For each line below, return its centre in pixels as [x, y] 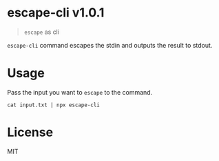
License [30, 132]
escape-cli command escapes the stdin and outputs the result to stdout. [110, 45]
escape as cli [42, 32]
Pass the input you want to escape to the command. [80, 92]
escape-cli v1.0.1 [56, 13]
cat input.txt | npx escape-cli [53, 105]
